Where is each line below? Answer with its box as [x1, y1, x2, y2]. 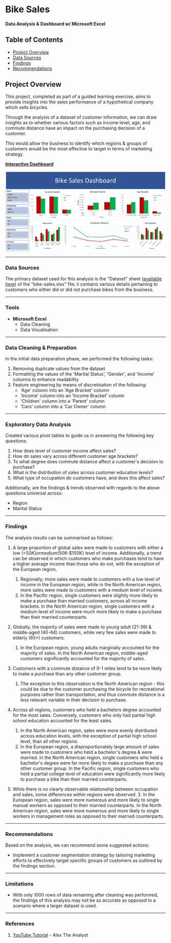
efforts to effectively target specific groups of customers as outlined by [12, 857, 162, 863]
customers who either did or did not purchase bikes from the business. [5, 286, 154, 293]
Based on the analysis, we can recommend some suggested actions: [5, 842, 150, 848]
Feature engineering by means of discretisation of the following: [12, 382, 147, 388]
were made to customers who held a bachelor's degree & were [20, 749, 153, 755]
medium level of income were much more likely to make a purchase [20, 608, 162, 615]
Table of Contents [5, 36, 64, 44]
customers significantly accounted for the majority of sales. [20, 655, 146, 661]
